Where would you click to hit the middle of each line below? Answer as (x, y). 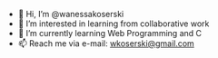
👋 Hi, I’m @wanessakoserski (71, 14)
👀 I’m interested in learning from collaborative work (114, 24)
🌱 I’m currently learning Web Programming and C (110, 33)
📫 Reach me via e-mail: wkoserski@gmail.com (106, 43)
